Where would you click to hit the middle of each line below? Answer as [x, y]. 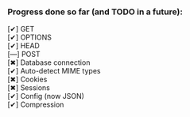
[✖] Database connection [49, 62]
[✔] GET [21, 29]
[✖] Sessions [29, 88]
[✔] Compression [36, 104]
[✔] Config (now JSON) [46, 96]
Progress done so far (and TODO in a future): [95, 12]
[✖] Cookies [27, 79]
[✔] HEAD [24, 46]
